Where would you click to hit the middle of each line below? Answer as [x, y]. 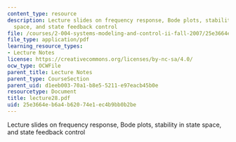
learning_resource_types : [45, 46]
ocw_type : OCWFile [34, 66]
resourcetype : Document [42, 92]
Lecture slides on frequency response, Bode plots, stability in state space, [114, 125]
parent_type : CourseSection [48, 79]
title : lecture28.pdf [39, 99]
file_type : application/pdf [48, 40]
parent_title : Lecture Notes [50, 72]
